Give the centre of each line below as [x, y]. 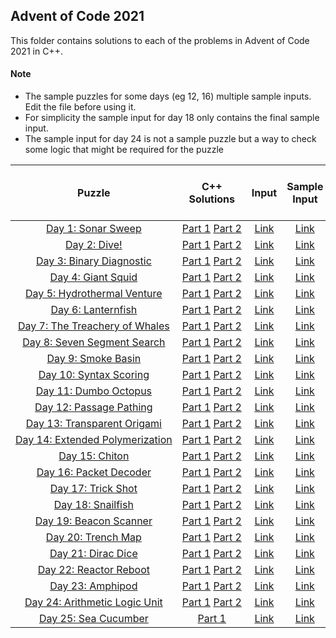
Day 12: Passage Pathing [93, 407]
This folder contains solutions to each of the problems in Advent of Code [160, 40]
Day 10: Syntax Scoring [94, 375]
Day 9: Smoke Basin [94, 359]
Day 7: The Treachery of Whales [93, 326]
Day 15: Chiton [94, 456]
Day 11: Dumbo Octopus [94, 391]
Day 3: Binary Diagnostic [93, 261]
